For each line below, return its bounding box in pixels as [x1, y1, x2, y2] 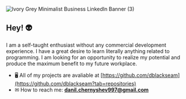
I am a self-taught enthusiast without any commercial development [6, 41, 167, 48]
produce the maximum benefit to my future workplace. [6, 60, 137, 67]
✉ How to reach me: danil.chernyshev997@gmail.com [14, 86, 149, 93]
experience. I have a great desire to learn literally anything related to [6, 47, 170, 55]
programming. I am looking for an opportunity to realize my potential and [6, 54, 181, 61]
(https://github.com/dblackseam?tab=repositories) [14, 80, 136, 87]
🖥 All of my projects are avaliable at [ [14, 72, 103, 79]
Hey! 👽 [6, 23, 33, 33]
